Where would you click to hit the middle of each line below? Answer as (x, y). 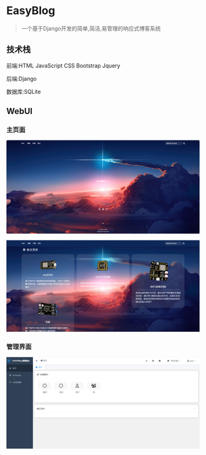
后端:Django (21, 78)
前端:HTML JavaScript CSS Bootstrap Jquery (63, 66)
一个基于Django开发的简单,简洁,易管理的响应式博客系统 (91, 28)
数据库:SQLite (24, 91)
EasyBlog (31, 11)
